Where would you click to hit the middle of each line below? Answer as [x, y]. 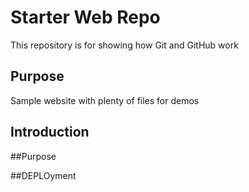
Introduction [50, 132]
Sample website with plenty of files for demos [105, 100]
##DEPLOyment [43, 175]
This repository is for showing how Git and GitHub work [124, 45]
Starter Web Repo [85, 17]
